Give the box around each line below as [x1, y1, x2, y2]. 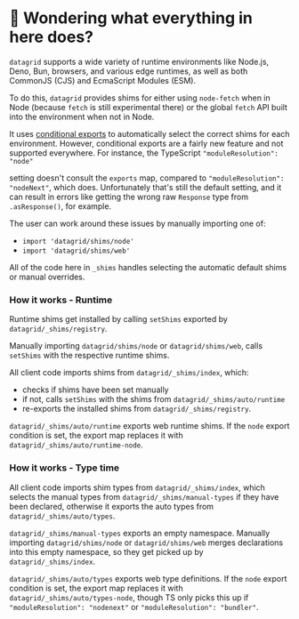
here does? [9, 27, 93, 47]
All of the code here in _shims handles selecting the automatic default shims [9, 261, 287, 272]
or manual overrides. [9, 271, 85, 282]
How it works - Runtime [9, 293, 113, 306]
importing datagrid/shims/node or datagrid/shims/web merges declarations [9, 537, 283, 548]
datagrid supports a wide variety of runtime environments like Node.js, [9, 56, 270, 67]
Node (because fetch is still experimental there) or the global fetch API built [9, 101, 287, 112]
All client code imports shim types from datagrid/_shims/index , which [9, 482, 265, 493]
